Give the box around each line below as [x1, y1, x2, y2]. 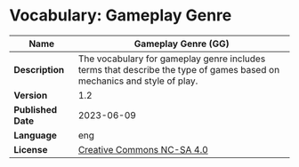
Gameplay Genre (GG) [133, 37, 230, 50]
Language [13, 129, 58, 141]
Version [13, 89, 48, 101]
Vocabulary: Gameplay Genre [9, 5, 232, 26]
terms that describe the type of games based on [77, 63, 280, 76]
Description [13, 63, 65, 76]
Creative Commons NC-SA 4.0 [77, 143, 209, 155]
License [13, 143, 48, 155]
